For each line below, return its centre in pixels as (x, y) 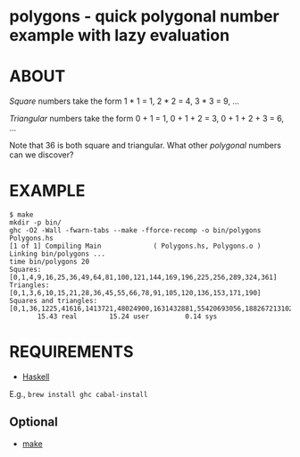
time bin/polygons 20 (50, 262)
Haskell (36, 377)
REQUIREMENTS (71, 352)
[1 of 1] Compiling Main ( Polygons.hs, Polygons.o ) (135, 246)
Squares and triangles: (54, 301)
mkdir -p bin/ (36, 223)
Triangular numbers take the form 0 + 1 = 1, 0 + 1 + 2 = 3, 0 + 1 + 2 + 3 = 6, (146, 119)
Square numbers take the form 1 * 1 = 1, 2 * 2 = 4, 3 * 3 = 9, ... (124, 101)
